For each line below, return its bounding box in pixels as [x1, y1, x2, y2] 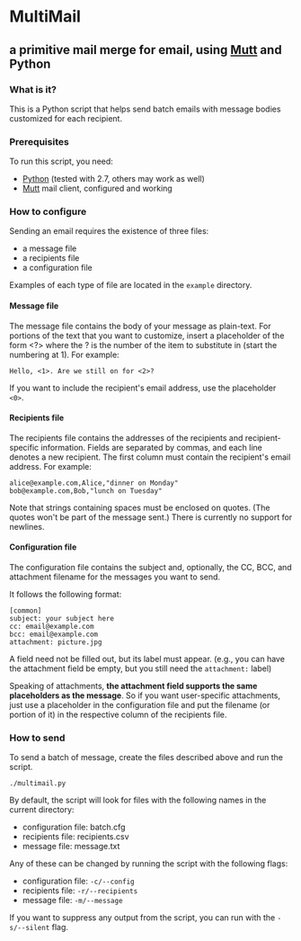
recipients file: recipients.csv [22, 831, 129, 842]
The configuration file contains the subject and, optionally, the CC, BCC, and [9, 562, 292, 573]
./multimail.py [9, 779, 66, 788]
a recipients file [22, 253, 80, 264]
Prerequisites [9, 135, 69, 148]
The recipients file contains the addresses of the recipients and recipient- [9, 432, 281, 443]
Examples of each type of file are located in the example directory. [9, 280, 252, 291]
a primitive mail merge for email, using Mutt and [9, 42, 282, 58]
